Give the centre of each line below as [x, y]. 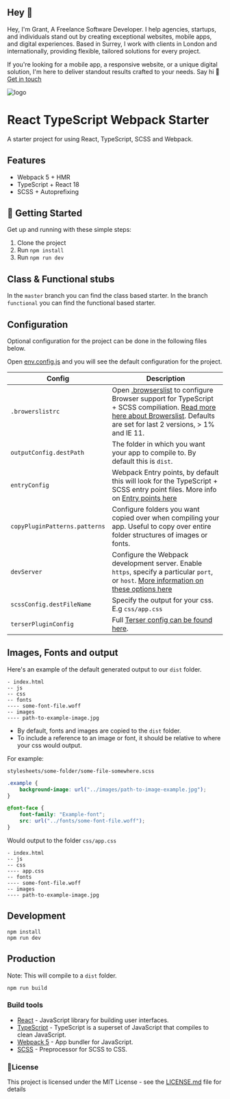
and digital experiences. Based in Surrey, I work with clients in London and [112, 44]
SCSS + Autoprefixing [48, 191]
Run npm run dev [40, 257]
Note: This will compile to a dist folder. [62, 976]
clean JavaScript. [41, 1035]
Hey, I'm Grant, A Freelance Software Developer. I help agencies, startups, [112, 29]
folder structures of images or [160, 535]
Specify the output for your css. [163, 600]
